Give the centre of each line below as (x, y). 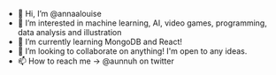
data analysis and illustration (69, 32)
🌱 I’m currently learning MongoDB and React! (100, 41)
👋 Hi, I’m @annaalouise (59, 14)
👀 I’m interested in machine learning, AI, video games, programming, (142, 23)
